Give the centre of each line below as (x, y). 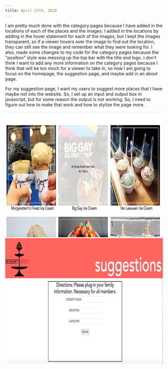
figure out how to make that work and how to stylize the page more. (75, 104)
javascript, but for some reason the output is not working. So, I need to (78, 99)
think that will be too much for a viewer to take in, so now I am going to (78, 68)
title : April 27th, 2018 (31, 11)
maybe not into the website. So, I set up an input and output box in (73, 94)
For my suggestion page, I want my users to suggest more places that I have (84, 88)
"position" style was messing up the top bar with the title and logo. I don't (81, 57)
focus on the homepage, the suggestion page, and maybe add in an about (81, 73)
